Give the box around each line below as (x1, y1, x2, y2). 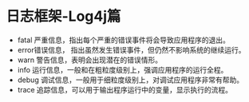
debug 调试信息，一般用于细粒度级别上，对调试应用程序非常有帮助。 (17, 75, 243, 84)
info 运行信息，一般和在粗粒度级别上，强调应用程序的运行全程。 (17, 65, 228, 74)
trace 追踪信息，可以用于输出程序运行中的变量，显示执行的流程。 (17, 84, 233, 94)
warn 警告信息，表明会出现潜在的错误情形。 (17, 55, 163, 65)
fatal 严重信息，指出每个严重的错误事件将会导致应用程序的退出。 (17, 35, 231, 45)
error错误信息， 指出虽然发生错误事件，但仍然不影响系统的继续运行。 (17, 45, 247, 54)
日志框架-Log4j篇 (6, 7, 121, 25)
